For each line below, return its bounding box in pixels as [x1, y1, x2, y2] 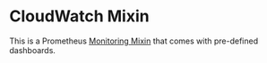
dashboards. [9, 44, 56, 55]
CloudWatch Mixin [9, 6, 150, 27]
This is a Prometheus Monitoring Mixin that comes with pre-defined [9, 35, 258, 46]
